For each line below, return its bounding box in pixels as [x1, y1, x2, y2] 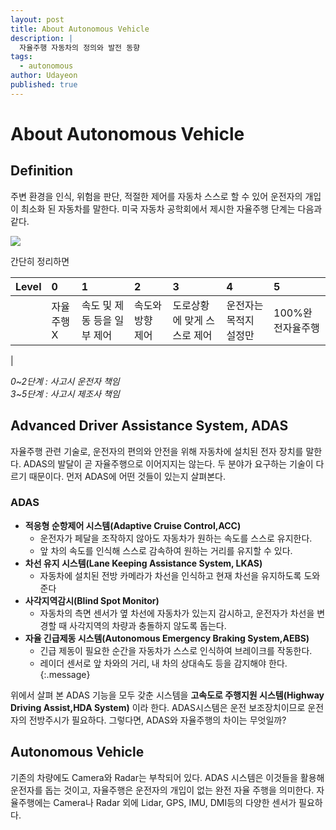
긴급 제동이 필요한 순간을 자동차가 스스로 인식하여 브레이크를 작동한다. [39, 644, 313, 656]
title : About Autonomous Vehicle [10, 24, 150, 34]
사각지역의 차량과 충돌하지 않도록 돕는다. [69, 619, 227, 631]
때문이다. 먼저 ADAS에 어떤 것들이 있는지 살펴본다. [28, 470, 227, 482]
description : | [10, 33, 74, 43]
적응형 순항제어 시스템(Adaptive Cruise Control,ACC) [24, 519, 242, 531]
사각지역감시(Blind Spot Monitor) [24, 594, 160, 606]
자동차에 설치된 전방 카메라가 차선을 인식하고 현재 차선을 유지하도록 [39, 569, 302, 581]
